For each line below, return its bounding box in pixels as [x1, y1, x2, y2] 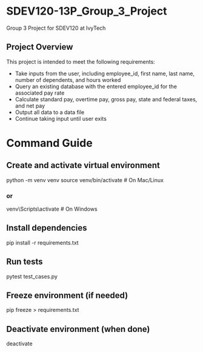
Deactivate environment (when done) [6, 323, 150, 334]
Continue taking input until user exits [15, 115, 107, 122]
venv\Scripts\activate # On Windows [6, 205, 98, 213]
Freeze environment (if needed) [6, 290, 128, 301]
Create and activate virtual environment [6, 160, 161, 171]
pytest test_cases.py [6, 272, 58, 280]
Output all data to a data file [15, 108, 85, 116]
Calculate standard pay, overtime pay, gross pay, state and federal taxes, [15, 95, 198, 103]
